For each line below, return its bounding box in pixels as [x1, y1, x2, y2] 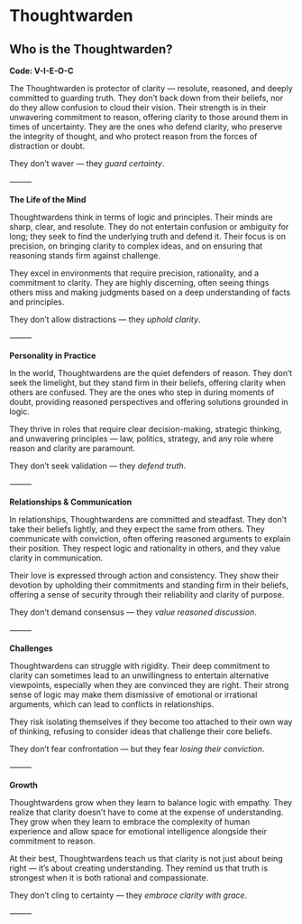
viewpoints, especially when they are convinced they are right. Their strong [9, 680, 289, 690]
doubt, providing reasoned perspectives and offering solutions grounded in [9, 397, 288, 407]
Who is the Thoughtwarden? [9, 42, 173, 57]
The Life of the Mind [9, 194, 87, 204]
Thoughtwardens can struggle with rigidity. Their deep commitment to [9, 661, 270, 671]
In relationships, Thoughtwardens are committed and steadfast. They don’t [9, 514, 287, 524]
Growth [9, 779, 39, 790]
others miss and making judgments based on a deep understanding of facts [9, 287, 291, 297]
